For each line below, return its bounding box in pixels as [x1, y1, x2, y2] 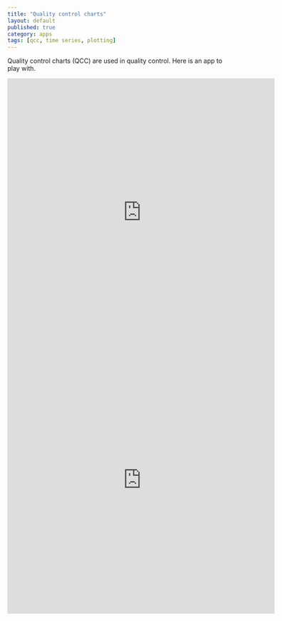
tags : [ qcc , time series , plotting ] [7, 37, 116, 44]
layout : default [7, 17, 56, 24]
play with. [7, 64, 36, 73]
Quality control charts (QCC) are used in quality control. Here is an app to [7, 56, 223, 65]
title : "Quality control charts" [7, 10, 107, 18]
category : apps [7, 30, 53, 38]
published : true [7, 24, 56, 31]
